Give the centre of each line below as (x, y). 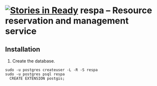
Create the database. (33, 61)
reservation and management (67, 21)
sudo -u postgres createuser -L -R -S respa (51, 70)
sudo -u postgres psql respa (35, 74)
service (21, 31)
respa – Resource (116, 11)
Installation (23, 49)
